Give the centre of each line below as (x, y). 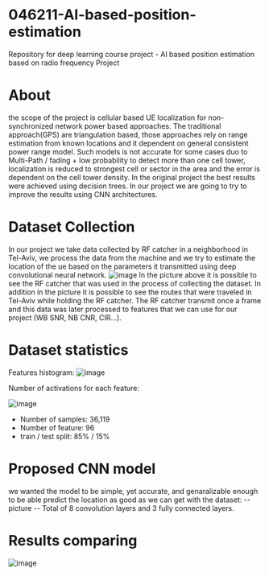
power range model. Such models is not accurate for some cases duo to (128, 151)
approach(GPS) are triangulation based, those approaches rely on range (128, 134)
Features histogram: (41, 372)
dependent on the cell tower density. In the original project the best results (132, 177)
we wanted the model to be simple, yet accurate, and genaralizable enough (133, 491)
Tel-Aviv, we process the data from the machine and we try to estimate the (132, 257)
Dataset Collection (72, 227)
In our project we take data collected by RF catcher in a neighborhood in (128, 249)
